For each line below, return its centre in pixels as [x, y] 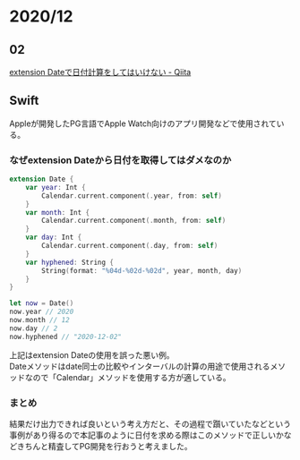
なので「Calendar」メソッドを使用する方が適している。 [128, 377]
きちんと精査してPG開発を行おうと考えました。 [104, 447]
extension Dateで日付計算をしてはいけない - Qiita [100, 72]
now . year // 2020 [42, 312]
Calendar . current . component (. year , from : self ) [132, 196]
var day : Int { [54, 238]
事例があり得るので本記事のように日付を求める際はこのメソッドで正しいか [146, 435]
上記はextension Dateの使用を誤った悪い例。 [92, 354]
